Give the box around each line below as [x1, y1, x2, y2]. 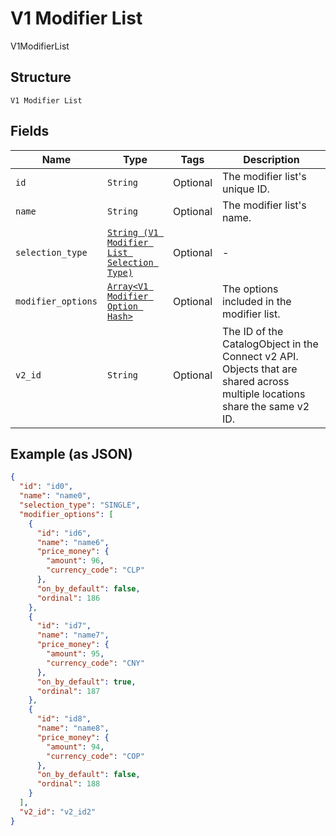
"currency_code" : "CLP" [46, 565, 145, 576]
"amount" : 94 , [46, 742, 105, 752]
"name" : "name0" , [19, 491, 92, 501]
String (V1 [106, 227, 159, 238]
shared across [222, 374, 290, 388]
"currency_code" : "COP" [46, 751, 145, 761]
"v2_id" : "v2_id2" [19, 807, 97, 817]
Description [243, 152, 300, 166]
